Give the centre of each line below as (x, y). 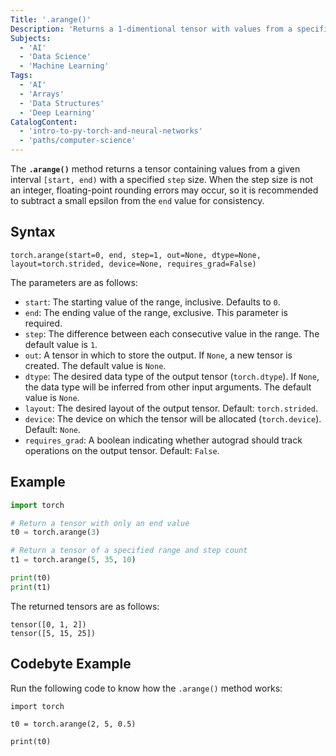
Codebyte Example (71, 664)
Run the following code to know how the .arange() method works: (146, 688)
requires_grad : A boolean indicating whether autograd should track (163, 440)
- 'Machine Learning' (64, 66)
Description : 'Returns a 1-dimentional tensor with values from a (151, 29)
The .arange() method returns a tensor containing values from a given (155, 169)
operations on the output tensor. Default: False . (122, 450)
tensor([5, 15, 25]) (53, 633)
